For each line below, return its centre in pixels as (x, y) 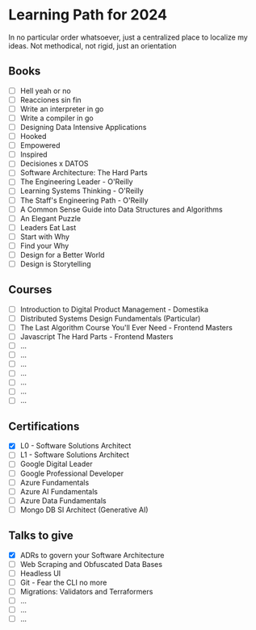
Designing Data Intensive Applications (83, 127)
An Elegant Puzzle (50, 218)
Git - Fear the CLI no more (63, 582)
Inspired (34, 154)
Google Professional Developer (71, 473)
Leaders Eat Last (48, 227)
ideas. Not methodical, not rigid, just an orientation (92, 45)
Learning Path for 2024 (88, 15)
